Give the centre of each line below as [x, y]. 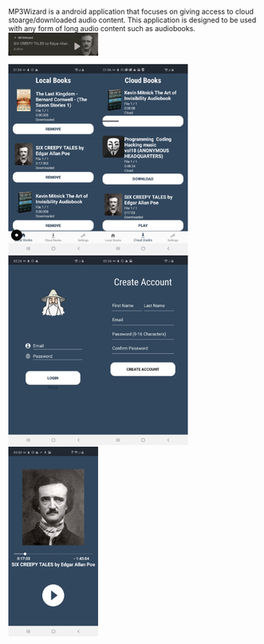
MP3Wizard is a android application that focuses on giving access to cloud [131, 12]
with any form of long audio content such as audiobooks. [102, 28]
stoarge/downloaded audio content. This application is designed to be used [132, 20]
